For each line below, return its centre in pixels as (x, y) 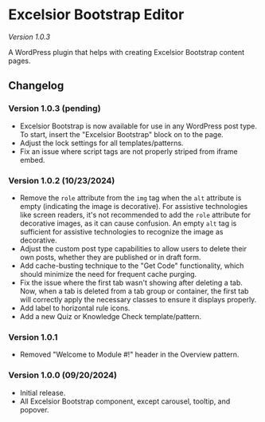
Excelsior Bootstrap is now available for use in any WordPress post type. (138, 126)
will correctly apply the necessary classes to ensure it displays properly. (138, 299)
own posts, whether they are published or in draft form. (110, 257)
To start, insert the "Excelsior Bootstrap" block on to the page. (122, 134)
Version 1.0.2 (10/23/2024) (62, 180)
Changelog (36, 86)
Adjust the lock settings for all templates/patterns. (101, 143)
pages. (19, 61)
